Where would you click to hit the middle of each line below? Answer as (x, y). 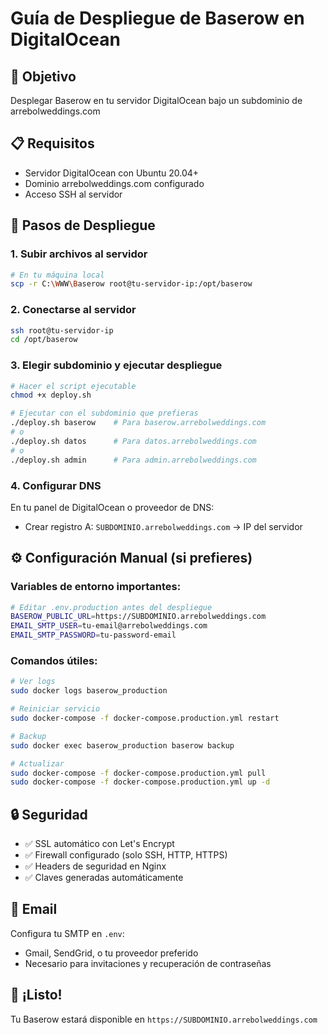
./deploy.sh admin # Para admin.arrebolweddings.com (133, 460)
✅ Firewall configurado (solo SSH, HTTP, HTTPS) (126, 855)
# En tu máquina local (57, 275)
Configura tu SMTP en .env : (67, 933)
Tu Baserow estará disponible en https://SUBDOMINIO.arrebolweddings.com (164, 1019)
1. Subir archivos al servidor (79, 254)
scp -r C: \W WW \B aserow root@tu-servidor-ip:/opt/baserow (131, 284)
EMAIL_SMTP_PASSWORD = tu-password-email (93, 635)
